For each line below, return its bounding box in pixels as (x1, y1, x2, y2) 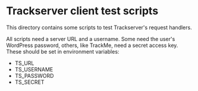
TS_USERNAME (14, 65, 54, 73)
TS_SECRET (14, 79, 45, 86)
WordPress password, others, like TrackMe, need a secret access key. (6, 42, 178, 49)
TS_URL (14, 59, 34, 67)
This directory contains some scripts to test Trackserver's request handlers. (6, 24, 192, 31)
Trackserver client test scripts (6, 4, 159, 18)
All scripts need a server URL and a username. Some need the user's (6, 35, 175, 42)
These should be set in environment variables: (6, 48, 120, 55)
